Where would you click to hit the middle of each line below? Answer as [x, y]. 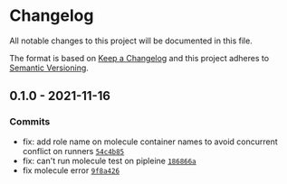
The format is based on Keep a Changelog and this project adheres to [139, 58]
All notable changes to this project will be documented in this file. [131, 41]
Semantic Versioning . [49, 68]
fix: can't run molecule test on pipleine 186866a [109, 161]
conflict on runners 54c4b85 [73, 151]
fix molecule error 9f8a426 [71, 170]
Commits [30, 122]
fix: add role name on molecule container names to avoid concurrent [150, 142]
